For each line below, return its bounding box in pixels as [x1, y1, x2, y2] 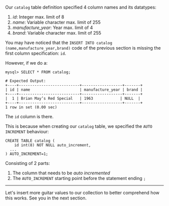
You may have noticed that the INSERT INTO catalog [5, 40, 112, 46]
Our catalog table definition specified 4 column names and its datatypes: [5, 5, 157, 10]
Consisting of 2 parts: [5, 160, 50, 166]
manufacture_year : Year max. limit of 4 [12, 25, 93, 31]
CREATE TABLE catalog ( [5, 138, 55, 143]
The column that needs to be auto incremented [12, 170, 111, 176]
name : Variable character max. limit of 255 [12, 20, 101, 25]
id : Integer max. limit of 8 [12, 14, 64, 20]
